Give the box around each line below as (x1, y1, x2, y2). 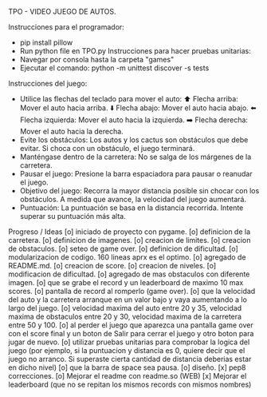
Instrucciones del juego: (8, 79, 88, 88)
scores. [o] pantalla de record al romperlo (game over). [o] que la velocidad (8, 287, 256, 296)
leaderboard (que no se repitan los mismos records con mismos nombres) (8, 379, 252, 389)
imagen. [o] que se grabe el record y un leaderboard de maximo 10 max (8, 278, 244, 287)
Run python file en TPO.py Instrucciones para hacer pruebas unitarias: (19, 46, 251, 55)
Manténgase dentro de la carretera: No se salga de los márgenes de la (19, 152, 252, 161)
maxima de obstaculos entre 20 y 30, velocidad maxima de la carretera (8, 312, 241, 321)
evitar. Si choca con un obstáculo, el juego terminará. (19, 144, 195, 153)
